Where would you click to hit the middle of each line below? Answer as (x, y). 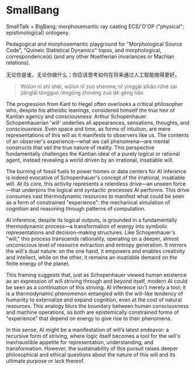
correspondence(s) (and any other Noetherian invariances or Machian (90, 56)
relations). (18, 63)
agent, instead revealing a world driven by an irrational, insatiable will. (90, 160)
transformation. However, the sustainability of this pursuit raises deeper (92, 348)
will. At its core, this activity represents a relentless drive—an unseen (89, 184)
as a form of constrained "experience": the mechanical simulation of (88, 202)
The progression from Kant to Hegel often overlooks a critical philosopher (95, 104)
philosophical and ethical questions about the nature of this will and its (91, 354)
